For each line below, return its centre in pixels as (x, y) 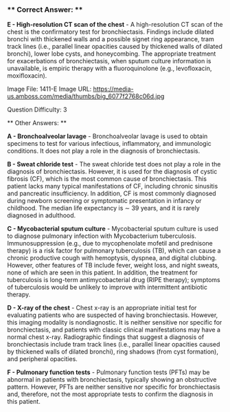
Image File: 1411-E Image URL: (49, 89)
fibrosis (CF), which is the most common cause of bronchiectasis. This (107, 179)
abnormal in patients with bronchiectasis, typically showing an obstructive (112, 380)
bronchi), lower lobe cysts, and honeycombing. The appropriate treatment (112, 54)
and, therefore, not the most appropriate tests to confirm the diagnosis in (110, 394)
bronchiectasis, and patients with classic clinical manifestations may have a (114, 330)
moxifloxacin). (27, 76)
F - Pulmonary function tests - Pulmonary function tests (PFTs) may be (108, 372)
